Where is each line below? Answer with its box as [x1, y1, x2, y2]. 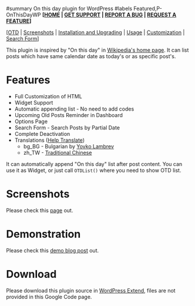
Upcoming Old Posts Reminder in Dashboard [14, 111, 123, 118]
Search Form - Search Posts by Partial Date [14, 124, 120, 131]
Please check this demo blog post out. [6, 247, 99, 254]
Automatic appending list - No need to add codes [14, 105, 135, 112]
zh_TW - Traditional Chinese [23, 149, 92, 156]
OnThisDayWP [6, 11, 41, 18]
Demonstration [6, 228, 81, 241]
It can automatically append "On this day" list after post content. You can [6, 160, 183, 167]
